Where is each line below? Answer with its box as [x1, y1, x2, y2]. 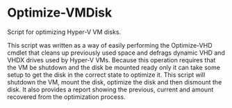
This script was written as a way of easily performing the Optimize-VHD [7, 41, 213, 49]
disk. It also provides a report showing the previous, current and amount [7, 85, 214, 93]
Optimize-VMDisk [7, 5, 113, 21]
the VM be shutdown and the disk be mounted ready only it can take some [7, 63, 221, 71]
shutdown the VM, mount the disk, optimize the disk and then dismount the [7, 78, 222, 86]
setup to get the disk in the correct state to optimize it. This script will [7, 71, 206, 79]
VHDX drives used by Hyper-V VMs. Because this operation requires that [7, 55, 216, 64]
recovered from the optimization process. [7, 92, 126, 101]
